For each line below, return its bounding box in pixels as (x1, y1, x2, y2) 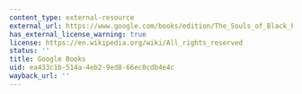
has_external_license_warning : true (9, 30, 147, 38)
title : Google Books (9, 55, 87, 64)
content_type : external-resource (9, 13, 135, 22)
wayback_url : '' (9, 72, 70, 81)
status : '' (9, 47, 50, 56)
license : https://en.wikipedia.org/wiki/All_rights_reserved (9, 38, 244, 47)
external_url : (9, 21, 63, 30)
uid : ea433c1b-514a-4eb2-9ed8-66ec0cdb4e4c (9, 64, 175, 73)
